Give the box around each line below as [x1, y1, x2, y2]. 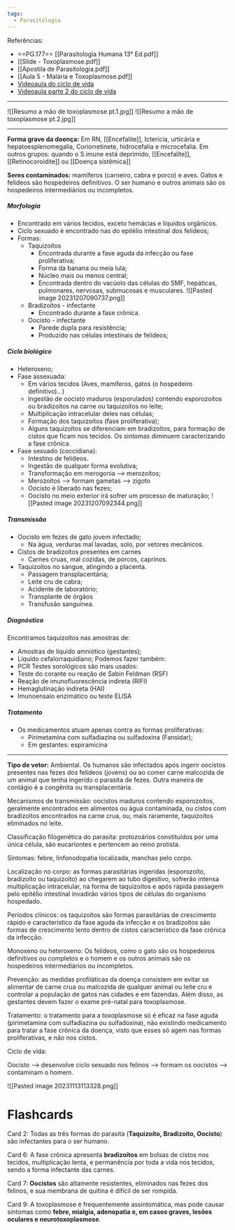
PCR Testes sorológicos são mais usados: [17, 662, 138, 671]
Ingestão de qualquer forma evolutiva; [27, 462, 138, 470]
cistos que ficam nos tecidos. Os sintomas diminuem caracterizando [27, 432, 225, 441]
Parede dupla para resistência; [38, 323, 127, 332]
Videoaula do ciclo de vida [17, 79, 94, 88]
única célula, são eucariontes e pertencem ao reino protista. [7, 840, 180, 849]
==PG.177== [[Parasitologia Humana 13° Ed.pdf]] [17, 50, 159, 58]
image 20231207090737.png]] [38, 294, 125, 302]
